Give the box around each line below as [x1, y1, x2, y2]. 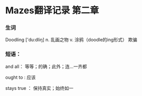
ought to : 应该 [5, 74, 36, 80]
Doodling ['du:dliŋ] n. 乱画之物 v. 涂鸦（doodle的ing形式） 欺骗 [5, 37, 137, 43]
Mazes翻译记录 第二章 [5, 5, 99, 16]
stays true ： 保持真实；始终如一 [5, 85, 74, 91]
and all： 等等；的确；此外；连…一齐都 [5, 63, 87, 69]
